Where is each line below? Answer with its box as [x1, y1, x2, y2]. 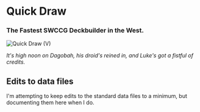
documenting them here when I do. [6, 99, 95, 106]
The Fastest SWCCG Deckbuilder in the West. [6, 26, 145, 35]
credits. [6, 58, 26, 65]
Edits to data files [6, 76, 74, 86]
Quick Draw [6, 4, 67, 18]
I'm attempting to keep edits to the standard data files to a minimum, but [6, 92, 187, 100]
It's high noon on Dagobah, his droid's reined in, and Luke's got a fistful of [6, 52, 194, 59]
